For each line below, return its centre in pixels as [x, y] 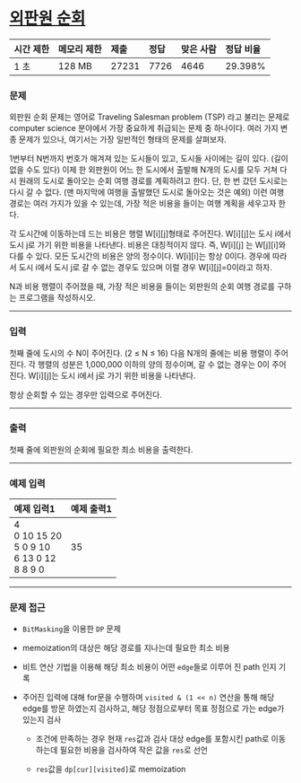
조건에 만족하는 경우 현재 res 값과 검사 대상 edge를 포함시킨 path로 [152, 739]
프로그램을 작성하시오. [57, 298]
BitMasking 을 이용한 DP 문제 [71, 629]
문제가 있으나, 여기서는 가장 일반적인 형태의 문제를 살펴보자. [122, 139]
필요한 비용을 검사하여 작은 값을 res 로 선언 [134, 750]
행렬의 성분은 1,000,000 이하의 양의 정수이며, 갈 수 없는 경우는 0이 [154, 364]
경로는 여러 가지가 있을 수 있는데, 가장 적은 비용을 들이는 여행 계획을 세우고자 [143, 204]
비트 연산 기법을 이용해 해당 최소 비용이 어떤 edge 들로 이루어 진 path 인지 [149, 667]
